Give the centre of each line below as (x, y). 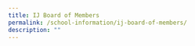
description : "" (34, 30)
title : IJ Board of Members (54, 15)
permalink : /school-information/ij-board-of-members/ (98, 23)
